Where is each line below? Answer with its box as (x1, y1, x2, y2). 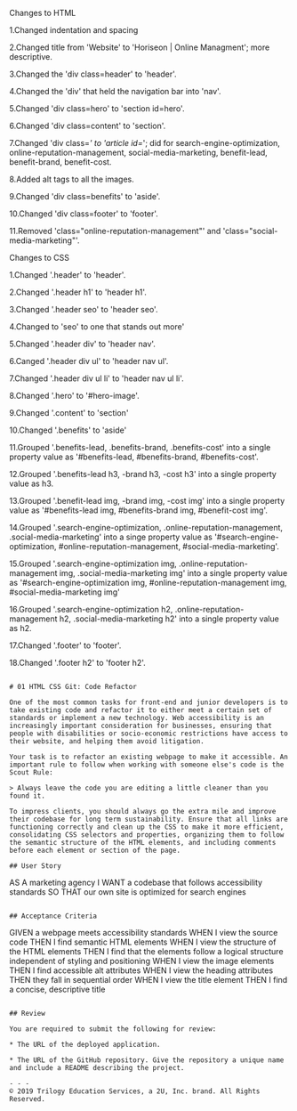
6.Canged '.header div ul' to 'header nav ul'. (9, 356, 169, 366)
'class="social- (222, 226, 278, 236)
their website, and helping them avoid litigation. (9, 737, 205, 746)
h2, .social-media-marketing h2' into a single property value (59, 613, 280, 624)
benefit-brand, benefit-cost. (9, 157, 112, 167)
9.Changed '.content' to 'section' (9, 408, 129, 418)
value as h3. (9, 478, 54, 489)
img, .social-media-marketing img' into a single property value (59, 568, 288, 578)
